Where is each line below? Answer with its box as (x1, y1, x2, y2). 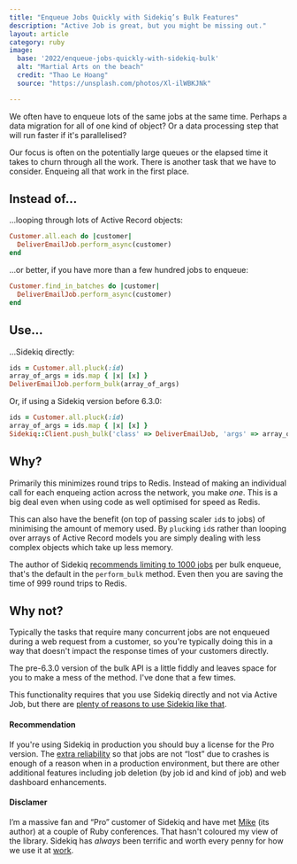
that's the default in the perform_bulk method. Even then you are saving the (9, 568, 284, 579)
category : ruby (9, 37, 65, 47)
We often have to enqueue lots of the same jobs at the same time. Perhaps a (9, 111, 287, 121)
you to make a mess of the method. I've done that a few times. (9, 673, 237, 683)
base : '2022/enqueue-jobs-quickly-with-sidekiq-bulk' (17, 54, 219, 63)
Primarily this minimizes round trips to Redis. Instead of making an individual (9, 478, 287, 488)
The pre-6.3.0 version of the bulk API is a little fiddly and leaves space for (9, 663, 277, 673)
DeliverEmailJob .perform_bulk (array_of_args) (9, 380, 179, 389)
